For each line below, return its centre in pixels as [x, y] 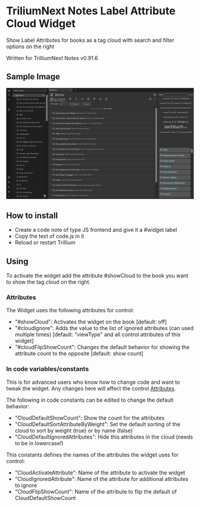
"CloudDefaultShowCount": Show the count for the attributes [90, 418]
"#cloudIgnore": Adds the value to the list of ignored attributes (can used [104, 328]
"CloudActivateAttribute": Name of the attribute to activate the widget [100, 473]
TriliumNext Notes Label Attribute [91, 11]
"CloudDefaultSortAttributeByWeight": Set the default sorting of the [97, 424]
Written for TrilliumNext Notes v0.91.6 [52, 58]
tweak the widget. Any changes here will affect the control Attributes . [91, 388]
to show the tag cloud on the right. [49, 282]
